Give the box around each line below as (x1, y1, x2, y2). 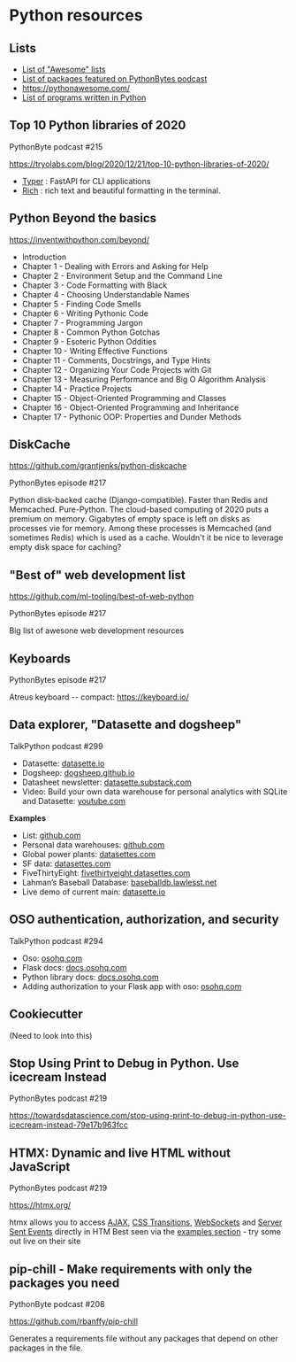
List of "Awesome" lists (21, 64, 106, 74)
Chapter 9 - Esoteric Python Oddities (21, 336, 157, 346)
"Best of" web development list (9, 568, 186, 583)
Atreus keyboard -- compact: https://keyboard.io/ (9, 692, 190, 702)
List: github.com (21, 830, 81, 840)
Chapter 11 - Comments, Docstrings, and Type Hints (21, 355, 211, 366)
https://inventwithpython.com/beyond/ (9, 234, 150, 244)
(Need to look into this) (9, 1030, 93, 1041)
